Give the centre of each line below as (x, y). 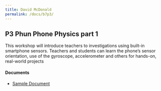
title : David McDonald (28, 10)
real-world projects (25, 61)
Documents (17, 72)
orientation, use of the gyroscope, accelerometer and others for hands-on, (81, 56)
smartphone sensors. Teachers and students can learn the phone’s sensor (80, 51)
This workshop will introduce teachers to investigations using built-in (75, 46)
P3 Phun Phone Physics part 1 (52, 34)
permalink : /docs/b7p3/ (30, 14)
